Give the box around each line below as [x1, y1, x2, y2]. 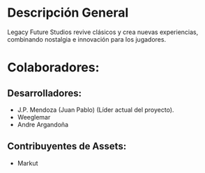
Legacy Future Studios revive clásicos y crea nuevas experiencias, [7, 28, 199, 36]
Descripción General [7, 5, 129, 21]
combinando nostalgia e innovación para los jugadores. [7, 35, 166, 43]
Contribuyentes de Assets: [7, 140, 127, 152]
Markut [17, 158, 38, 167]
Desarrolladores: [7, 87, 82, 99]
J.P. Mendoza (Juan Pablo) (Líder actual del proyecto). [17, 106, 174, 114]
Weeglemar [17, 113, 51, 121]
